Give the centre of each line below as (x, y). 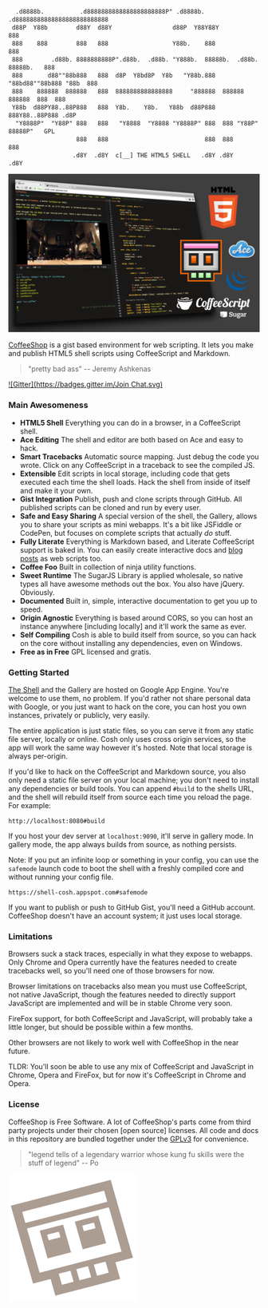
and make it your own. (56, 490)
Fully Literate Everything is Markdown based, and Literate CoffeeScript (137, 541)
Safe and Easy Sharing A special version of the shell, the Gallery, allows (138, 516)
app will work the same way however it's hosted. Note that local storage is (130, 748)
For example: (30, 806)
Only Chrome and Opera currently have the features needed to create (123, 962)
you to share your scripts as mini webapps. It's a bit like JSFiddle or (130, 524)
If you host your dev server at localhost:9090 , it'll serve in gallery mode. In (131, 836)
